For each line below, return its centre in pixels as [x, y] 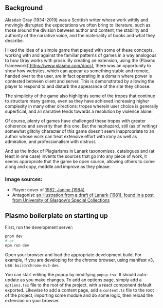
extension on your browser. [32, 300]
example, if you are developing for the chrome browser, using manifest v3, [80, 260]
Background [24, 8]
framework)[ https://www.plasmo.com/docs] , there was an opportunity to [78, 65]
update [12, 280]
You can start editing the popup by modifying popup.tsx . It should [71, 274]
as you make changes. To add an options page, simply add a [81, 280]
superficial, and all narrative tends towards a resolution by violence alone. [79, 111]
